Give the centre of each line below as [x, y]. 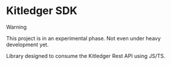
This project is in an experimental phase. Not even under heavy [84, 38]
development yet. [28, 45]
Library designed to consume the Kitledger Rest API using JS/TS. [86, 56]
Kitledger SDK [42, 11]
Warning [16, 27]
